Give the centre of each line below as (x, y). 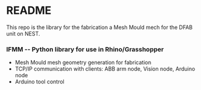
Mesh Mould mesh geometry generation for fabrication (83, 63)
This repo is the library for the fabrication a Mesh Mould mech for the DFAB (100, 27)
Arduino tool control (39, 82)
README (29, 11)
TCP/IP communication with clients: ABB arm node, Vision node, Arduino (105, 69)
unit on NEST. (23, 33)
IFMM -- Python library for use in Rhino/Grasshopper (85, 49)
